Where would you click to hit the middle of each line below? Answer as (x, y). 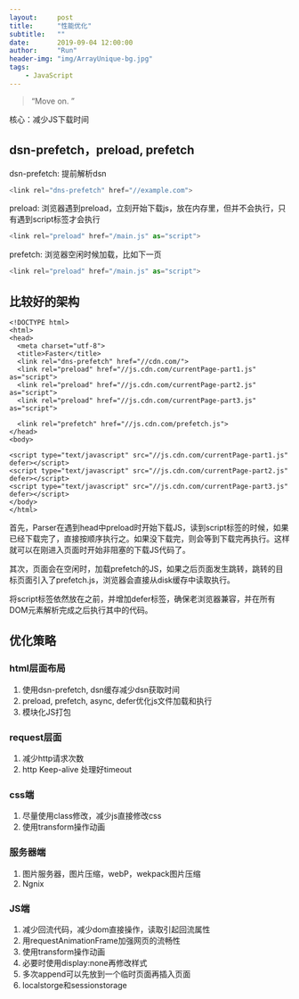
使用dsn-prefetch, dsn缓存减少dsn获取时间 (101, 689)
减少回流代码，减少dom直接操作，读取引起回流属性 (116, 929)
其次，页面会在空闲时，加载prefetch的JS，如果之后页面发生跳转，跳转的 (142, 569)
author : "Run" (43, 51)
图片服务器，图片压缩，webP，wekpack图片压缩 (111, 873)
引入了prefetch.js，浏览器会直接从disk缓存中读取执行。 (134, 580)
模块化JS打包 (46, 712)
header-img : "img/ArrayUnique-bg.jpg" (81, 59)
